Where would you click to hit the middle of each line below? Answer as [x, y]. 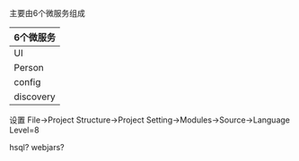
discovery [35, 97]
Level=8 [24, 130]
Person [29, 68]
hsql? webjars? [37, 147]
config [27, 82]
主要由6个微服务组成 [47, 13]
